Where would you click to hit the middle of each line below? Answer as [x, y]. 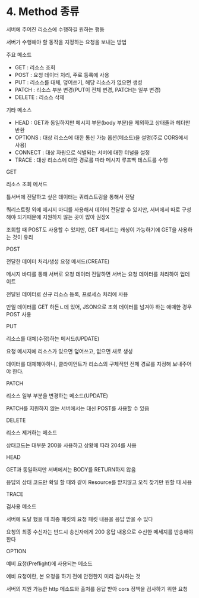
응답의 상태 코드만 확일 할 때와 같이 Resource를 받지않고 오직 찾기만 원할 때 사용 [99, 482]
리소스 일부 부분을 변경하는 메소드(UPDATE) [57, 395]
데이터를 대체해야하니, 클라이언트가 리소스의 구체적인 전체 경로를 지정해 [89, 363]
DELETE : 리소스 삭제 [40, 97]
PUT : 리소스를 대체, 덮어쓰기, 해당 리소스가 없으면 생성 [78, 82]
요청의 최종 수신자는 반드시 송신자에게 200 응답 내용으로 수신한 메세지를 [90, 532]
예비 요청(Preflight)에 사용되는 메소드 [50, 563]
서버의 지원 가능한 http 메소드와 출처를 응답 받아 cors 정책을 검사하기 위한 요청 [97, 588]
